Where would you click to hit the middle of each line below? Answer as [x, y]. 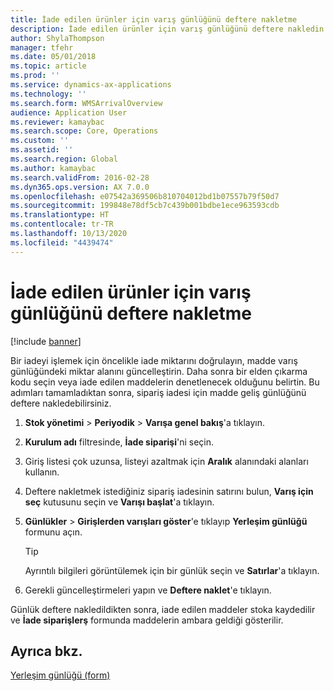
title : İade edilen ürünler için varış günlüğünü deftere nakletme [154, 19]
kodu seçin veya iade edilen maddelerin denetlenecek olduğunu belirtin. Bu [165, 382]
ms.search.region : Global [64, 159]
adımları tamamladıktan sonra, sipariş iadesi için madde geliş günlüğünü [158, 392]
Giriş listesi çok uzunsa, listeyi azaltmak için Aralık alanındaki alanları [166, 461]
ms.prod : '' [35, 76]
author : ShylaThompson [57, 38]
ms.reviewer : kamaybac [57, 122]
